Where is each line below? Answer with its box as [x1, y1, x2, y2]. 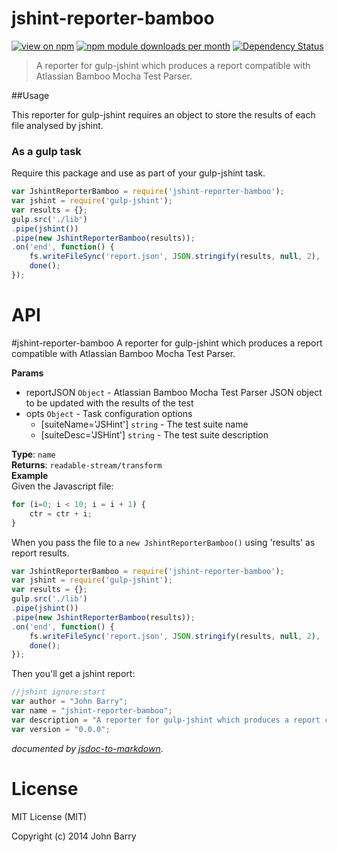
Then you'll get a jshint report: [11, 668, 136, 680]
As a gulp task [11, 144, 82, 158]
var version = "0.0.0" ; [11, 724, 111, 734]
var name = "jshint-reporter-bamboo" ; [11, 706, 173, 716]
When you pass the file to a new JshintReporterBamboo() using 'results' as [11, 536, 316, 548]
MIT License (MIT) [11, 810, 88, 822]
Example [11, 469, 49, 481]
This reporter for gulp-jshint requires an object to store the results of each [11, 108, 316, 121]
